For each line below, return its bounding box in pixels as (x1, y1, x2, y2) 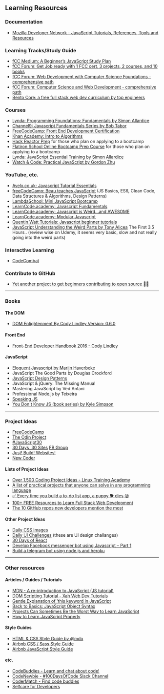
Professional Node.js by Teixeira (12, 391, 77, 397)
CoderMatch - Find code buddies (12, 678, 80, 684)
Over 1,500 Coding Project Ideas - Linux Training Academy (12, 477, 130, 483)
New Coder (12, 455, 36, 461)
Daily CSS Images (12, 527, 48, 533)
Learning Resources (5, 4, 67, 12)
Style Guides (5, 625, 32, 631)
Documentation (5, 19, 43, 25)
